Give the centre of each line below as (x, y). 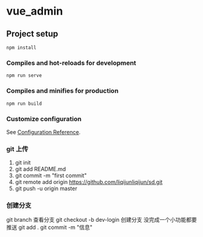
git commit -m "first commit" (51, 175)
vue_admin (35, 11)
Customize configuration (44, 119)
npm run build (24, 104)
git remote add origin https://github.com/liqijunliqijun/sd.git (89, 182)
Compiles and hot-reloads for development (71, 63)
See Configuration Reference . (43, 132)
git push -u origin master (46, 189)
